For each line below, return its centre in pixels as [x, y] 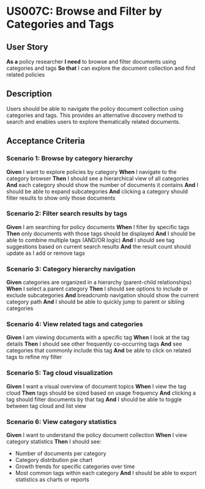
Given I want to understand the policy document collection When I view [97, 435]
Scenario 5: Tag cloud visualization [60, 373]
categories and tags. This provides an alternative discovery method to [95, 115]
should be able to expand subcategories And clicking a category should [97, 191]
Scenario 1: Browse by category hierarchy [70, 159]
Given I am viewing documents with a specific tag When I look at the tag [98, 338]
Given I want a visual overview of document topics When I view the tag [96, 386]
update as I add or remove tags [46, 253]
